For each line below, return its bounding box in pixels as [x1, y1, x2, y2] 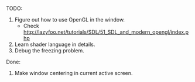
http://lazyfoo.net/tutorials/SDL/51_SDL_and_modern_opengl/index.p [23, 28, 189, 35]
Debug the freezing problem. [14, 47, 85, 54]
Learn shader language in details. [14, 41, 95, 48]
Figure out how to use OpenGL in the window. [14, 16, 125, 23]
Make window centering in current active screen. [14, 70, 133, 76]
